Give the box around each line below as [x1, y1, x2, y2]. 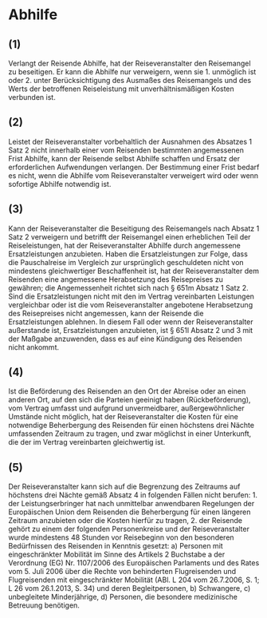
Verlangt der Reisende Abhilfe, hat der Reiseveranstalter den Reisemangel [8, 58, 251, 68]
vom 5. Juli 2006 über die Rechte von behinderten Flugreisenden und [8, 567, 237, 576]
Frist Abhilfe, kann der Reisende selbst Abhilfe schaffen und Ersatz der [8, 153, 241, 163]
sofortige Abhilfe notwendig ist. [8, 179, 112, 188]
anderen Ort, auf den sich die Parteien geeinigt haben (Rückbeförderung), [8, 395, 251, 405]
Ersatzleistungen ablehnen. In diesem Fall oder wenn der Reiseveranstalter [8, 317, 253, 327]
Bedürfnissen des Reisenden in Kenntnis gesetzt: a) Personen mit [8, 541, 223, 551]
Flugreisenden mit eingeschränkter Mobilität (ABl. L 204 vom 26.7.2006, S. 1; [8, 575, 260, 584]
